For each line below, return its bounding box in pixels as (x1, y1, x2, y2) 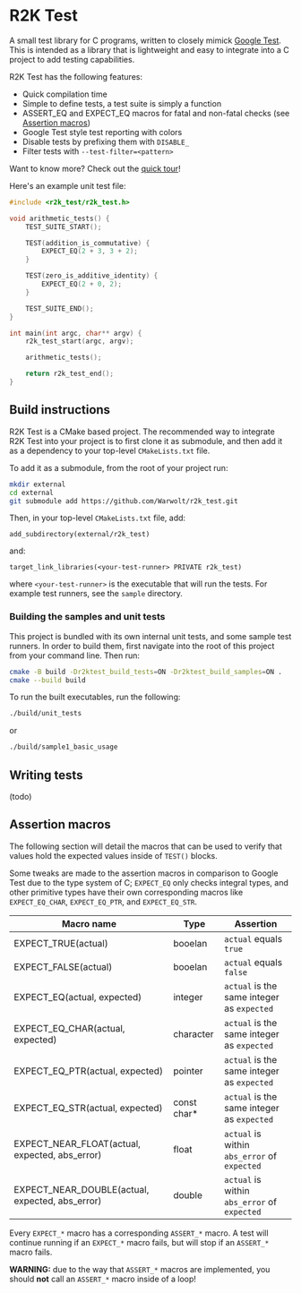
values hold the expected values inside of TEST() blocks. (9, 850, 218, 861)
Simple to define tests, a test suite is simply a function (21, 98, 222, 108)
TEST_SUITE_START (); (25, 222, 102, 231)
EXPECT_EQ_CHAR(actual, (13, 1022, 125, 1034)
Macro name (61, 917, 116, 929)
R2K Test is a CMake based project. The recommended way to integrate (9, 426, 275, 437)
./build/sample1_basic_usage (9, 742, 118, 752)
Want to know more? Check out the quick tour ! (9, 163, 181, 174)
